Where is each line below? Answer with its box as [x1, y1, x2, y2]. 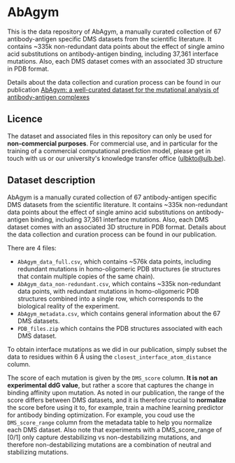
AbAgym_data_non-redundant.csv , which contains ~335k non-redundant [17, 279, 222, 287]
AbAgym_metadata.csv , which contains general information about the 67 [17, 309, 221, 318]
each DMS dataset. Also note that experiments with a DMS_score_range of [7, 425, 222, 434]
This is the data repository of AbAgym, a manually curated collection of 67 [7, 27, 222, 36]
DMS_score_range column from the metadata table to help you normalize [7, 418, 213, 427]
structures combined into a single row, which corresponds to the [17, 294, 204, 303]
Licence [7, 113, 43, 125]
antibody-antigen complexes [7, 92, 90, 101]
